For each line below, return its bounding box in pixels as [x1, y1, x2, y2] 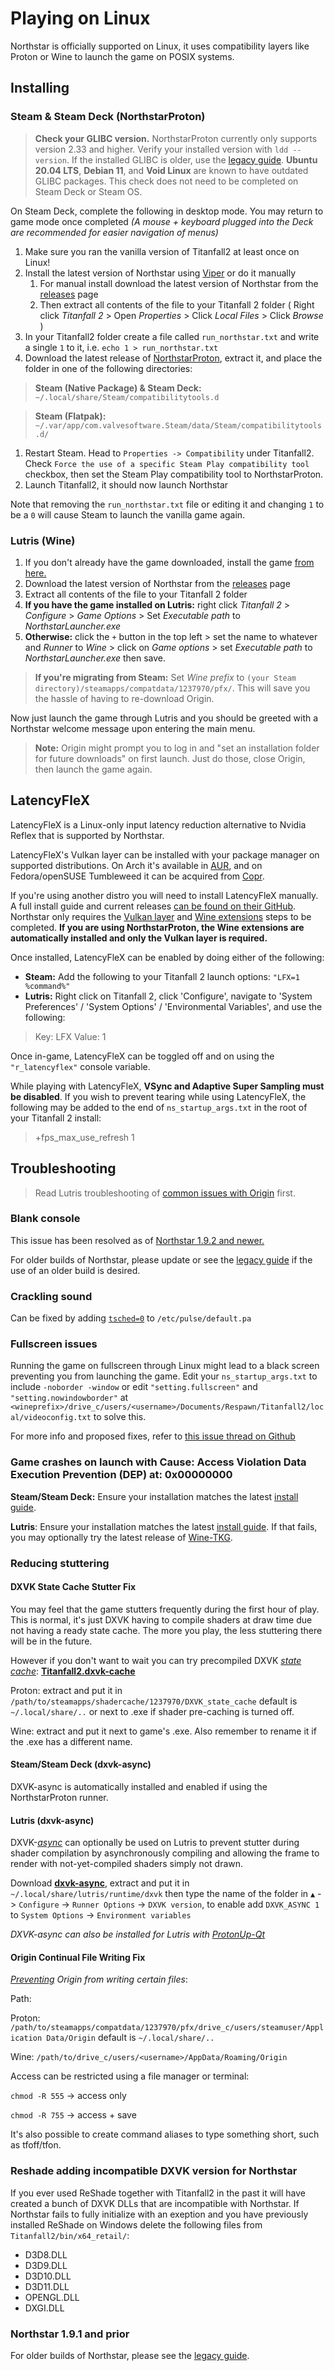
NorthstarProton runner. [10, 1792, 109, 1804]
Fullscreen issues [10, 1337, 98, 1351]
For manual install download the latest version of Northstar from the [39, 277, 319, 289]
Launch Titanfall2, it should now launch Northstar [24, 478, 229, 491]
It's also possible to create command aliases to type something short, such [10, 2128, 320, 2141]
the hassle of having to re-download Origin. [34, 692, 215, 704]
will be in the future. [10, 1635, 93, 1647]
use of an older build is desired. [10, 1264, 141, 1276]
